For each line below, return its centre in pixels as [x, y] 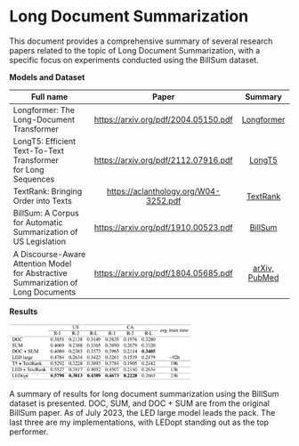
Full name [49, 97]
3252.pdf [164, 201]
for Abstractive [40, 272]
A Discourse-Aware [49, 254]
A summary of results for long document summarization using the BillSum [144, 394]
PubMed [263, 278]
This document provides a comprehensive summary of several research [141, 41]
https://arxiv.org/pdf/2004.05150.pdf [163, 119]
